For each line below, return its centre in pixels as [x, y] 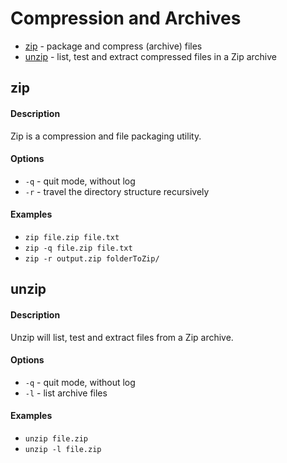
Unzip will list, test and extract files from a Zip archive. [122, 337]
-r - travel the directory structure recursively [117, 191]
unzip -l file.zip [63, 449]
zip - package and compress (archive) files [113, 46]
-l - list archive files [66, 393]
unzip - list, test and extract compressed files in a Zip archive [150, 56]
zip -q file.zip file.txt [78, 248]
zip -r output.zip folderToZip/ [92, 258]
